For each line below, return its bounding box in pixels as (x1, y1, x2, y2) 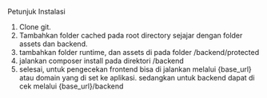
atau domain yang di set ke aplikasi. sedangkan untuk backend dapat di (18, 73, 255, 82)
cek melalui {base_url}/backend (18, 81, 124, 91)
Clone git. (18, 22, 51, 31)
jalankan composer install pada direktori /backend (18, 56, 185, 65)
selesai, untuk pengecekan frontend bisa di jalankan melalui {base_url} (18, 65, 253, 74)
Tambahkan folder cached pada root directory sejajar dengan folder (18, 31, 243, 40)
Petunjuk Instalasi (7, 7, 66, 16)
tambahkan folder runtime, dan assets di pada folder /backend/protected (18, 48, 260, 57)
